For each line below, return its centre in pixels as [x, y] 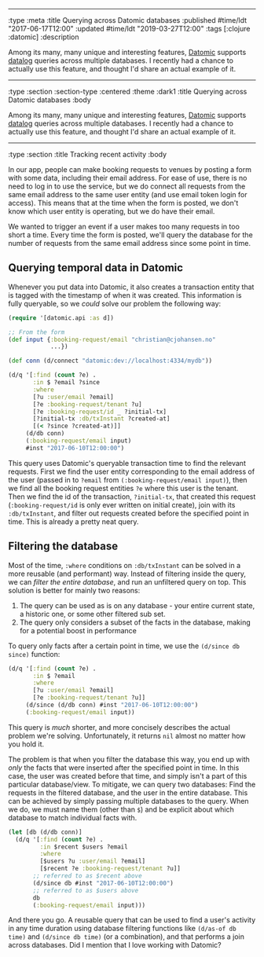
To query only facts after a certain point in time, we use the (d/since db [124, 646]
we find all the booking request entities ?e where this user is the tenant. [123, 488]
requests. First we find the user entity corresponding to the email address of [132, 471]
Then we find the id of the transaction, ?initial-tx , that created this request [132, 497]
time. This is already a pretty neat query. [73, 521]
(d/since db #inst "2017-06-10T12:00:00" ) [103, 883]
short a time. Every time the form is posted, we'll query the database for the [130, 235]
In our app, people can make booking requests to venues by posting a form [130, 169]
